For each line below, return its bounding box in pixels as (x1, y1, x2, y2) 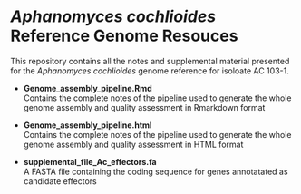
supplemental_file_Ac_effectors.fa (23, 156, 157, 167)
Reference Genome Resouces (10, 25, 238, 46)
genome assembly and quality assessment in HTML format (23, 139, 244, 150)
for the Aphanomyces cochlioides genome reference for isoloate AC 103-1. (10, 65, 289, 76)
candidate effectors (23, 175, 98, 187)
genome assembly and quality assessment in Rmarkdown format (23, 102, 266, 112)
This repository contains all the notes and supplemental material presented (10, 55, 290, 66)
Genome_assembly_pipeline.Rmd (23, 82, 152, 93)
